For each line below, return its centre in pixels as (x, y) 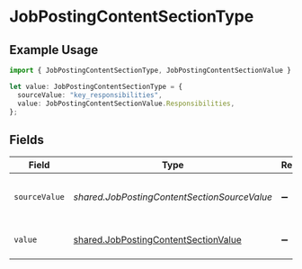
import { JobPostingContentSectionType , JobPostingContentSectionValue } (151, 70)
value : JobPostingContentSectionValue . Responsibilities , (126, 103)
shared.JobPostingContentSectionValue (157, 240)
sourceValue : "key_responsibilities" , (90, 95)
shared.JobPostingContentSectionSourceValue (173, 197)
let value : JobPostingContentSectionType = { (96, 86)
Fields (27, 140)
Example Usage (54, 50)
